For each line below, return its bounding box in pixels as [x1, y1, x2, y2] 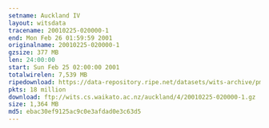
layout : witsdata [8, 19, 66, 27]
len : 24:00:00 [8, 56, 56, 64]
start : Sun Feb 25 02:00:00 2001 [8, 64, 120, 72]
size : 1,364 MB [8, 100, 59, 108]
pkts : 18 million [8, 85, 66, 94]
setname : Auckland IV [8, 11, 81, 20]
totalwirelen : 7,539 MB [8, 71, 88, 79]
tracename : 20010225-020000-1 [8, 26, 110, 34]
